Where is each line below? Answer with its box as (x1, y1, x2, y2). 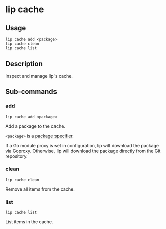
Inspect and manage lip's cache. (5, 73, 73, 79)
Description (5, 60, 43, 68)
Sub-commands (5, 87, 57, 96)
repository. (5, 153, 28, 159)
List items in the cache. (5, 219, 53, 225)
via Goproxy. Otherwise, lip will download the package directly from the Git (5, 148, 161, 154)
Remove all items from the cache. (5, 186, 75, 192)
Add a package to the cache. (5, 123, 66, 129)
